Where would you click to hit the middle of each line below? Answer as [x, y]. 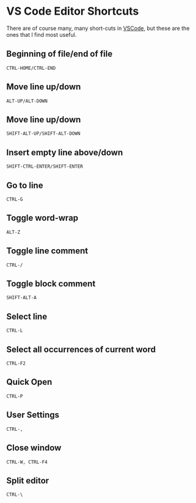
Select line [27, 316]
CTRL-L [15, 331]
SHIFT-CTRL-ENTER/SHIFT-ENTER [45, 166]
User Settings [33, 415]
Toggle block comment [51, 284]
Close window [34, 448]
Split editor [28, 481]
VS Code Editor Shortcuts [73, 11]
